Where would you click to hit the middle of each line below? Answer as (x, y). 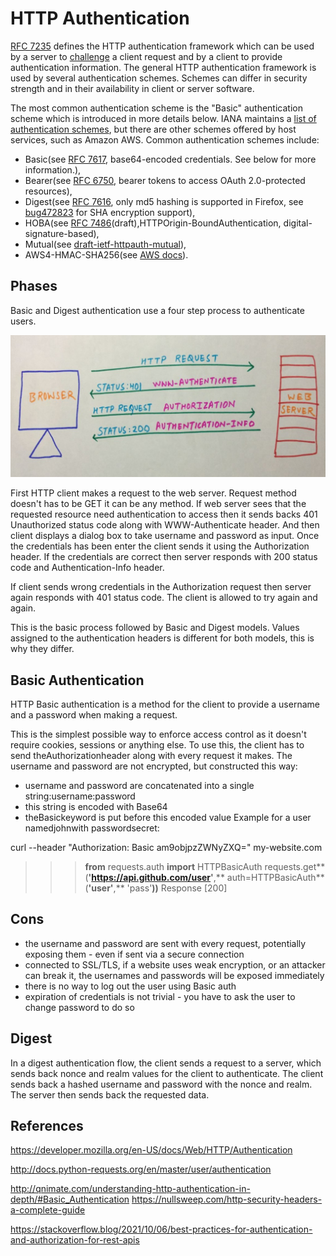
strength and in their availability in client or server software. (132, 88)
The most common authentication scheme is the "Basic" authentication (156, 108)
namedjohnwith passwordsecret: (92, 828)
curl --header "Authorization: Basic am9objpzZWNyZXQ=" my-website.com (166, 847)
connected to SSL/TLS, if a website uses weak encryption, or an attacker (175, 964)
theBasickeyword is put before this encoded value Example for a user (168, 817)
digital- (298, 223)
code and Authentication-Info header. (87, 568)
